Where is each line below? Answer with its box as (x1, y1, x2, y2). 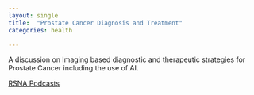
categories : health (8, 26, 73, 34)
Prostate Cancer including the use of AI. (8, 63, 139, 73)
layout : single (8, 11, 59, 20)
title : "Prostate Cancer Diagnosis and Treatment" (8, 19, 183, 27)
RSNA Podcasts (8, 78, 60, 88)
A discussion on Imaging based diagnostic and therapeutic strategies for (8, 55, 246, 64)
